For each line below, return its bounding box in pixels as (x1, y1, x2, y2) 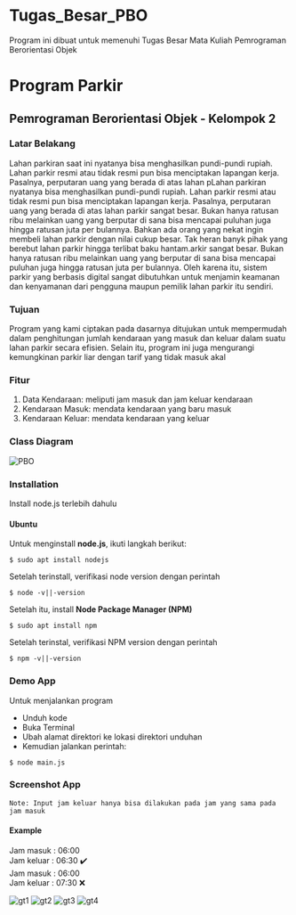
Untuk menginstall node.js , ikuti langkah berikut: (9, 538, 187, 549)
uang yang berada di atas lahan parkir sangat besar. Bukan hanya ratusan (9, 205, 279, 216)
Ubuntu (9, 519, 38, 529)
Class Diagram (9, 436, 74, 448)
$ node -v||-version (9, 589, 86, 598)
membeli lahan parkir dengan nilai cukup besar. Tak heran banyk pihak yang (9, 233, 288, 244)
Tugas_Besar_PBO (9, 5, 148, 26)
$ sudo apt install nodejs (9, 556, 109, 565)
